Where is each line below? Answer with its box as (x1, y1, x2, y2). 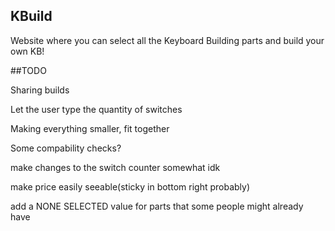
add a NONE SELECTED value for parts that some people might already (10, 200, 304, 212)
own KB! (10, 45, 45, 57)
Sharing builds (10, 84, 70, 96)
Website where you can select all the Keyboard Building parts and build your (10, 34, 325, 46)
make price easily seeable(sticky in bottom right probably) (10, 180, 251, 193)
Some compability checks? (10, 142, 122, 154)
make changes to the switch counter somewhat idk (10, 161, 221, 173)
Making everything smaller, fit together (10, 122, 170, 134)
